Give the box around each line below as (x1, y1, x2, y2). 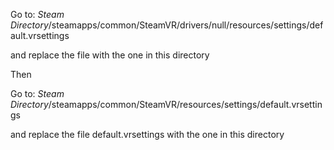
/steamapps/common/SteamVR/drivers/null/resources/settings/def (48, 19, 324, 31)
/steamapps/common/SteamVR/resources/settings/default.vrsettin (48, 99, 323, 110)
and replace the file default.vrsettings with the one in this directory (10, 129, 285, 140)
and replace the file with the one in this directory (10, 49, 210, 61)
